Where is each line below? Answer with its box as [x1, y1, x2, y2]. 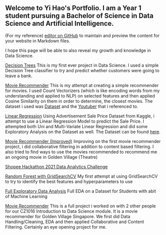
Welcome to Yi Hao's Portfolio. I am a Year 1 [5, 4, 142, 12]
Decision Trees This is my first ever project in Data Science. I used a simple [5, 62, 159, 68]
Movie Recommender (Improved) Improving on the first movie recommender [5, 138, 161, 144]
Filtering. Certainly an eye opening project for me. [5, 224, 107, 230]
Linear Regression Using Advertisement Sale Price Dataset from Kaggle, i [5, 113, 155, 119]
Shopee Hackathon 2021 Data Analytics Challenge [5, 163, 108, 170]
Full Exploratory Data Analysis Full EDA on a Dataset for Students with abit [5, 188, 156, 194]
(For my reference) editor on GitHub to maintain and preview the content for [5, 32, 160, 39]
